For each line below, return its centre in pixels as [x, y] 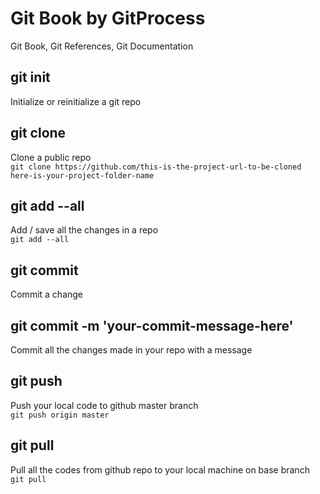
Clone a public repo [51, 157]
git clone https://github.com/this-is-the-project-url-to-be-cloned [156, 167]
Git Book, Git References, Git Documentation [102, 46]
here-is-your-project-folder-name [82, 175]
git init [30, 77]
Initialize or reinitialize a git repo [76, 101]
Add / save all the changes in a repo [84, 230]
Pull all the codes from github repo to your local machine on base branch [160, 469]
